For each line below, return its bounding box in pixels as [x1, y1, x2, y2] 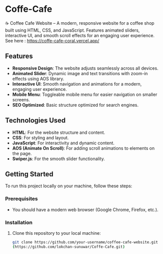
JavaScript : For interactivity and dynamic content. [12, 140, 115, 146]
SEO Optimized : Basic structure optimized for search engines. [12, 102, 139, 108]
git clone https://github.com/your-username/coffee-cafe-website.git [12, 240, 159, 245]
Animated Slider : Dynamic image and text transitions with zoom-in [12, 70, 148, 76]
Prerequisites [5, 195, 38, 202]
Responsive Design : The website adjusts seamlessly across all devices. [12, 65, 159, 71]
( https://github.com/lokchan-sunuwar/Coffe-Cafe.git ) [12, 244, 125, 249]
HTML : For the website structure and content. [12, 129, 105, 135]
